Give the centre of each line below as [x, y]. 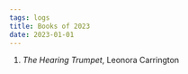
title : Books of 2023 [50, 26]
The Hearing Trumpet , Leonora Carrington [101, 60]
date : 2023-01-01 [42, 34]
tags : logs [30, 18]
